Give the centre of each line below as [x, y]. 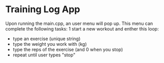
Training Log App [43, 9]
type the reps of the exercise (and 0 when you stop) [68, 49]
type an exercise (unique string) [47, 39]
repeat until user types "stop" [44, 55]
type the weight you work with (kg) [50, 44]
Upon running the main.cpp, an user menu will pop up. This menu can [79, 23]
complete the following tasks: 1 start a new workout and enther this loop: [82, 28]
